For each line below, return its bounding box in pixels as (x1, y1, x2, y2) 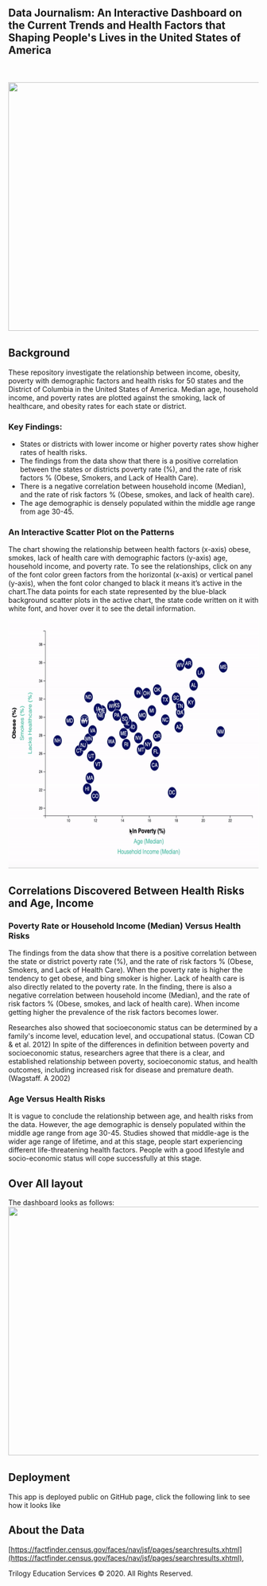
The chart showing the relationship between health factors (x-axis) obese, (8, 545, 251, 554)
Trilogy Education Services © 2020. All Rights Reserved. (8, 1569, 193, 1578)
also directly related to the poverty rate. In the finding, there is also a (8, 982, 232, 991)
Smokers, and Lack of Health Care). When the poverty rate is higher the (8, 965, 243, 974)
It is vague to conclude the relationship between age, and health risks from (8, 1111, 253, 1121)
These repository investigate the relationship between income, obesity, (8, 367, 241, 377)
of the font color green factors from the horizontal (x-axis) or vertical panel (8, 570, 253, 580)
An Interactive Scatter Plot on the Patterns (8, 527, 175, 538)
